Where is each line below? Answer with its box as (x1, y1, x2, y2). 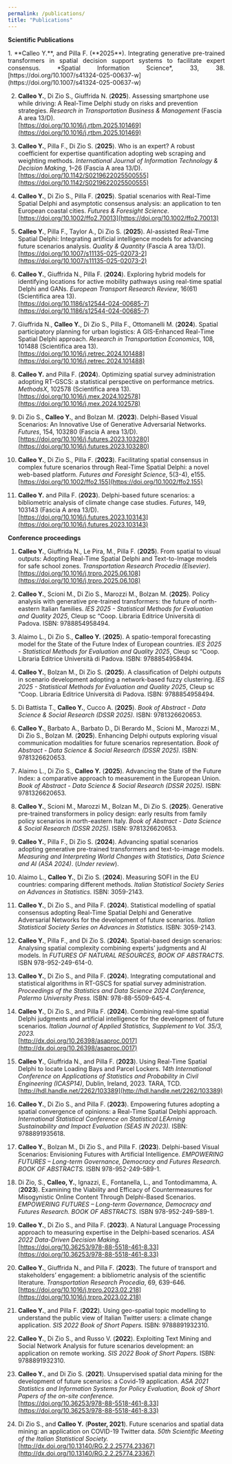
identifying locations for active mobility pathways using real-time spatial (17, 277, 222, 285)
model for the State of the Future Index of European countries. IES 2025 (17, 639, 222, 648)
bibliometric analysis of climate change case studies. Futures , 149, (17, 498, 207, 506)
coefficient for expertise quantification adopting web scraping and (17, 149, 206, 157)
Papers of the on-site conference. (17, 1391, 114, 1400)
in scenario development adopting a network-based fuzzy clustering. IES (17, 675, 225, 684)
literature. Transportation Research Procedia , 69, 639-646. (17, 1278, 186, 1287)
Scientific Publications (8, 35, 74, 44)
